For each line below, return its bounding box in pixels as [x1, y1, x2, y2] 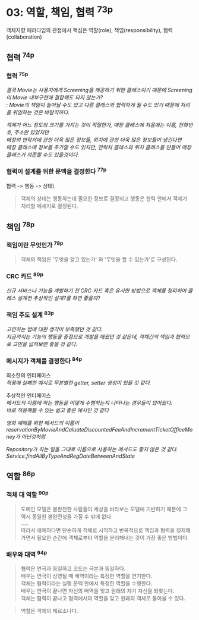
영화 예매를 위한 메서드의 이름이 [6, 419, 80, 426]
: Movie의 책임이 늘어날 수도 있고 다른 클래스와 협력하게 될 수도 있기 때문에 [6, 102, 179, 109]
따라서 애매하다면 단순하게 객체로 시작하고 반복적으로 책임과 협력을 [20, 527, 175, 534]
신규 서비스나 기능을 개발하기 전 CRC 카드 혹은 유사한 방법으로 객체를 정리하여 [6, 287, 187, 294]
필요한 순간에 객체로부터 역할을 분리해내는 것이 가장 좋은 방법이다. [36, 534, 189, 541]
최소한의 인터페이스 [6, 372, 51, 379]
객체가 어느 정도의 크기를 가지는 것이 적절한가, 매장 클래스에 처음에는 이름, [6, 121, 177, 128]
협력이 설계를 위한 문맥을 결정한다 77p [6, 166, 107, 176]
